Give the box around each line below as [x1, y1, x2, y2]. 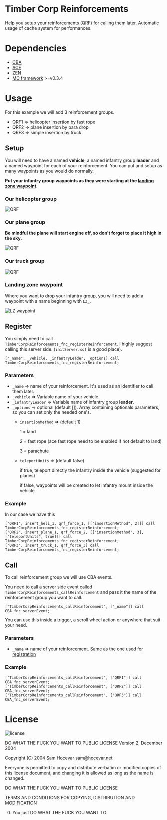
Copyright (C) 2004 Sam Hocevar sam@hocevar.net [5, 755, 113, 761]
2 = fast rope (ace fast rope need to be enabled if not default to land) [19, 438, 162, 444]
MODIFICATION [5, 800, 37, 806]
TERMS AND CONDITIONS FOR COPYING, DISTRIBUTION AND [5, 794, 135, 800]
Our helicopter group [5, 195, 57, 202]
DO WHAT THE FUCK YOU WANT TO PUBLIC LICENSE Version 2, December [5, 740, 163, 746]
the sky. [5, 235, 22, 241]
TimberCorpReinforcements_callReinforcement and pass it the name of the [5, 589, 157, 595]
